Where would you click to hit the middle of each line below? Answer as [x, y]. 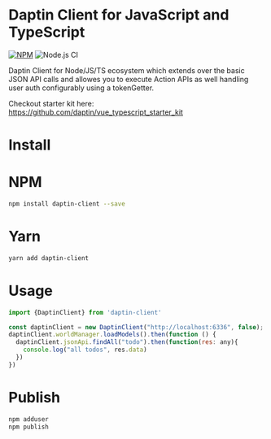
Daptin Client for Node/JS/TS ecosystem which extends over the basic [127, 70]
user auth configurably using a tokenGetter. [81, 88]
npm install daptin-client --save [67, 204]
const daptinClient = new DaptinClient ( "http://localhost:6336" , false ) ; [136, 327]
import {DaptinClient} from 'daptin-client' [85, 312]
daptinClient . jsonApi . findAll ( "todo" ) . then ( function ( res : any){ [127, 342]
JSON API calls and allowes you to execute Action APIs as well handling [129, 79]
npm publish [28, 427]
